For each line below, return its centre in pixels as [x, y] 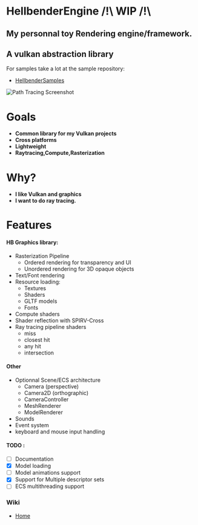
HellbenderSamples [40, 81]
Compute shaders [37, 314]
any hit [32, 346]
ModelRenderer [44, 412]
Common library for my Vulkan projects [66, 134]
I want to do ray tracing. [45, 201]
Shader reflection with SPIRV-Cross [59, 320]
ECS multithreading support [50, 486]
